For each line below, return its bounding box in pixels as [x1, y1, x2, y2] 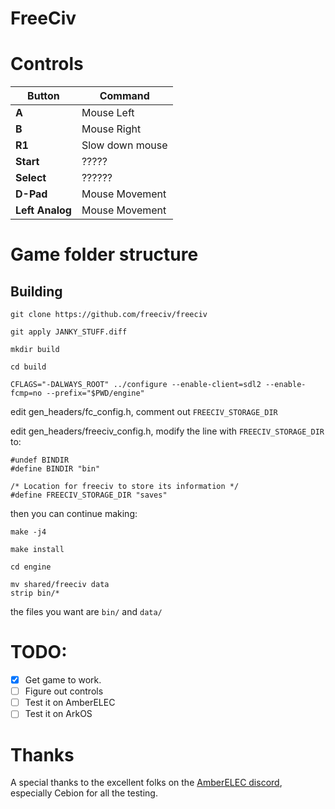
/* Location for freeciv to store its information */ [10, 482, 240, 492]
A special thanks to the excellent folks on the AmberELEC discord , [10, 777, 283, 789]
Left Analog [15, 203, 72, 217]
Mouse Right [81, 122, 142, 136]
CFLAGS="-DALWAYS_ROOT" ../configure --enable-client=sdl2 [10, 380, 262, 390]
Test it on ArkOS [24, 708, 93, 720]
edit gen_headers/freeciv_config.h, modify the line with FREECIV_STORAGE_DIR [10, 425, 325, 437]
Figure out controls [24, 685, 104, 697]
